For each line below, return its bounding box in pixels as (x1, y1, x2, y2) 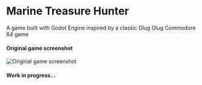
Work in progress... (6, 71, 56, 79)
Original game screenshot (6, 44, 73, 52)
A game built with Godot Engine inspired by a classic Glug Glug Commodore (6, 24, 196, 31)
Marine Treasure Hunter (6, 4, 129, 18)
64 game (6, 30, 29, 37)
